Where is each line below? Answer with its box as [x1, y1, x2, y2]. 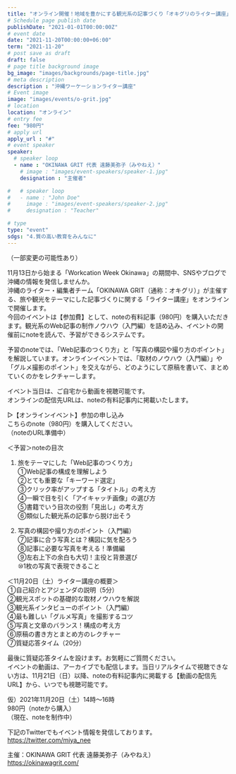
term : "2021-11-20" [7, 43, 65, 50]
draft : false [7, 57, 46, 64]
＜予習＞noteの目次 [7, 443, 64, 452]
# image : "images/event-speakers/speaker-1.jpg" [20, 168, 169, 175]
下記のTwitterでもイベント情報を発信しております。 [7, 727, 156, 736]
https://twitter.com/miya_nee [7, 736, 92, 744]
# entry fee [7, 115, 42, 122]
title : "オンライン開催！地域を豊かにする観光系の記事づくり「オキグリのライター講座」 [7, 10, 232, 18]
